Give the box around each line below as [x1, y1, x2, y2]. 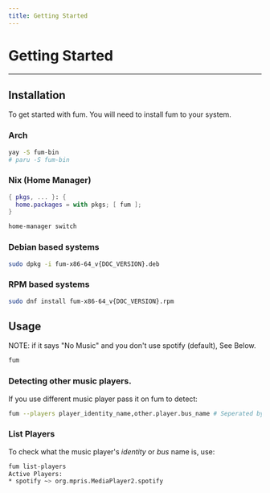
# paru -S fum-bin [8, 155, 70, 164]
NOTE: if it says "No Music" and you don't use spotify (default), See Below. [8, 341, 256, 350]
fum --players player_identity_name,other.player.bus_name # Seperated [8, 409, 253, 417]
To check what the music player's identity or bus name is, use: [8, 446, 215, 456]
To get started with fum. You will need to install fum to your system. [8, 110, 231, 119]
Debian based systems [8, 242, 100, 253]
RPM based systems [8, 279, 90, 290]
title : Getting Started [8, 11, 88, 20]
